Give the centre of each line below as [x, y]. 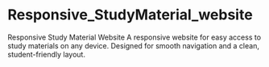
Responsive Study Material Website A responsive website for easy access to [134, 37]
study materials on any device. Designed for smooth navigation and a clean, [133, 45]
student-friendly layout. [47, 54]
